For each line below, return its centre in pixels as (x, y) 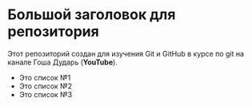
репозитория (53, 31)
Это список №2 (46, 86)
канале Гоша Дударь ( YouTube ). (62, 62)
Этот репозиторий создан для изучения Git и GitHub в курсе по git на (126, 53)
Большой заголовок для (92, 15)
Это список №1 (45, 77)
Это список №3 (46, 94)
